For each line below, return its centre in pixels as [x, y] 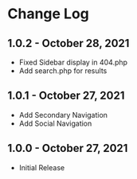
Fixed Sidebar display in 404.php [73, 62]
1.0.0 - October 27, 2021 [68, 148]
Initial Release [42, 167]
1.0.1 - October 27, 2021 [66, 96]
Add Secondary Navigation [63, 115]
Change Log [48, 14]
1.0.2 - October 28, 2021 [68, 43]
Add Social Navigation [55, 123]
